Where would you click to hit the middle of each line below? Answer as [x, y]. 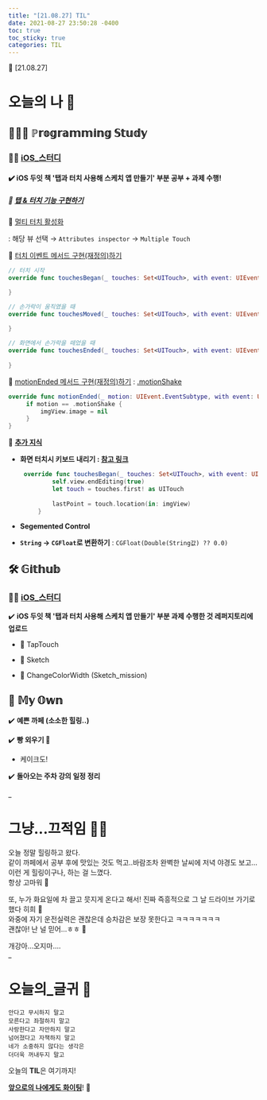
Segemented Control [55, 526]
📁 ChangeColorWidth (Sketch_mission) [83, 676]
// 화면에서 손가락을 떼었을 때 [52, 343]
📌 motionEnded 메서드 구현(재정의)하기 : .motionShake [95, 382]
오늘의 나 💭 [42, 102]
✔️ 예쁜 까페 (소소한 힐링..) [49, 720]
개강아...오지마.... [35, 946]
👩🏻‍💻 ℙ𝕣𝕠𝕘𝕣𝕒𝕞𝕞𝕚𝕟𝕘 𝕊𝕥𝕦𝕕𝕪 [78, 133]
